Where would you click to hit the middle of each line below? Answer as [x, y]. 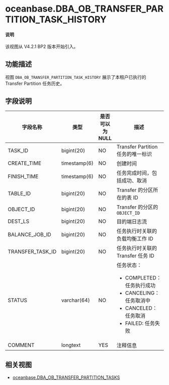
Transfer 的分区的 [137, 207]
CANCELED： [141, 308]
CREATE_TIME [25, 163]
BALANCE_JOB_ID [29, 234]
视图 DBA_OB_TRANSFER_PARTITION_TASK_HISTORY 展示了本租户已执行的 [76, 77]
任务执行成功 [140, 285]
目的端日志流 [132, 222]
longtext [71, 345]
